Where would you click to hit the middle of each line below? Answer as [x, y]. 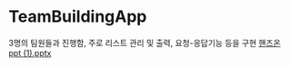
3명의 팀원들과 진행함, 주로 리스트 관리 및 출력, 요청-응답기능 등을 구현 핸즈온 [145, 43]
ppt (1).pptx [30, 53]
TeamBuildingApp [78, 17]
